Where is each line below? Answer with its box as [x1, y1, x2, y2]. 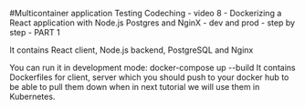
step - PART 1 [9, 27, 61, 37]
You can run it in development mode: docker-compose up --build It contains [9, 63, 296, 73]
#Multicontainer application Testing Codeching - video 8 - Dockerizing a [9, 8, 282, 18]
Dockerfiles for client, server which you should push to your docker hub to [9, 72, 289, 83]
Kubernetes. [9, 91, 56, 102]
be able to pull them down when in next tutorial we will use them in [9, 82, 260, 92]
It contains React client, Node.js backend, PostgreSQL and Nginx [9, 45, 254, 55]
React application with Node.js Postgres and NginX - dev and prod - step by [9, 17, 295, 28]
